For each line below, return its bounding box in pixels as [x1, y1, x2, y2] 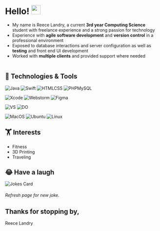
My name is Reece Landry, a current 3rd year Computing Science [12, 22, 145, 28]
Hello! [5, 6, 30, 17]
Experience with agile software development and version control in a [12, 32, 154, 38]
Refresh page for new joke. [5, 192, 60, 198]
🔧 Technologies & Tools [5, 72, 78, 80]
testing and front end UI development [12, 48, 89, 54]
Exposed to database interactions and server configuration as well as [12, 42, 152, 48]
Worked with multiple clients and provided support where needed [12, 53, 145, 58]
